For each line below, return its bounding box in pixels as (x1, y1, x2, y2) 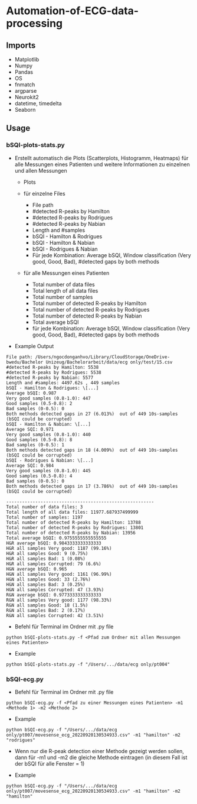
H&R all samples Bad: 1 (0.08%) (6, 556, 86, 562)
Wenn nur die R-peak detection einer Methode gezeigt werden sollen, (14, 747, 185, 754)
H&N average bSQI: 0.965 (6, 566, 67, 572)
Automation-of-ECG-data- (6, 4, 139, 18)
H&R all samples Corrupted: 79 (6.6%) (6, 560, 101, 567)
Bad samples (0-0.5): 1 (6, 442, 65, 448)
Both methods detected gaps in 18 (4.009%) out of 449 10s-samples (6, 447, 178, 453)
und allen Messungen (14, 167, 68, 174)
